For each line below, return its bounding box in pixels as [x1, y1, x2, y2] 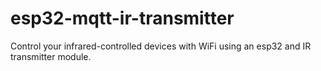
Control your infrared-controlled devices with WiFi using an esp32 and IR [10, 40, 312, 52]
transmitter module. [10, 50, 92, 62]
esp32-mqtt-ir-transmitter [10, 7, 235, 30]
